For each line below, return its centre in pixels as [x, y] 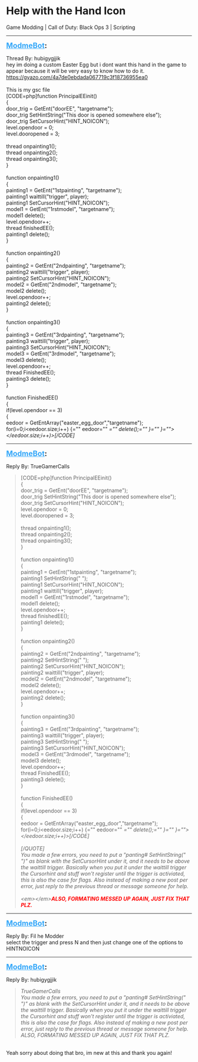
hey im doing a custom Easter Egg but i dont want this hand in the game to [96, 64]
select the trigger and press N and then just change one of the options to [95, 942]
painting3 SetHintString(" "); [55, 742]
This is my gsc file [28, 89]
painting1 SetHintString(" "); [54, 578]
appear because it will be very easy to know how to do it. [75, 71]
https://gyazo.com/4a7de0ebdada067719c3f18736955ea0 [77, 77]
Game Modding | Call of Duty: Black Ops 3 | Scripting [71, 27]
